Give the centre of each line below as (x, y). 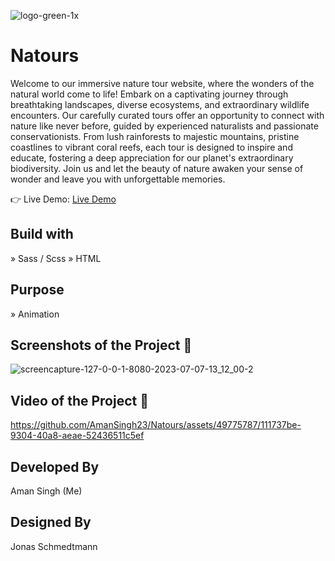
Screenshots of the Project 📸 (101, 345)
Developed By (55, 466)
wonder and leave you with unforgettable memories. (118, 179)
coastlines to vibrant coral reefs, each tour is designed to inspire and (151, 147)
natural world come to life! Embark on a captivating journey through (149, 94)
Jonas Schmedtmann (54, 546)
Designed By (51, 522)
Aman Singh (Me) (46, 491)
